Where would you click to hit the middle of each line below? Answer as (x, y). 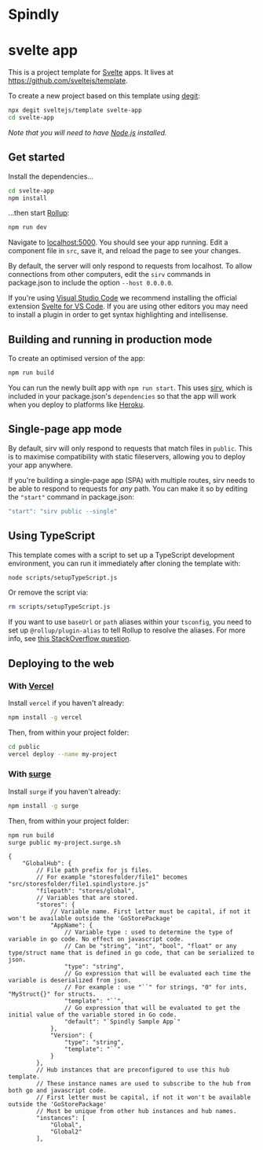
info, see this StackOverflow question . (70, 639)
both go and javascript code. (58, 1091)
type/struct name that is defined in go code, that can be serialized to (131, 953)
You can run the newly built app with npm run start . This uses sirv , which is (130, 388)
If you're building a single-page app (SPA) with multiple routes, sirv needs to (131, 480)
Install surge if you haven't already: (64, 791)
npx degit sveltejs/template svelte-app (75, 111)
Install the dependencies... (51, 176)
